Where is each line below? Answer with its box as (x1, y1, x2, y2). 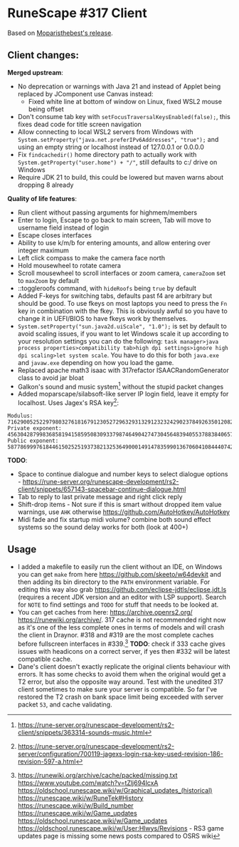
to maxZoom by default (17, 276, 80, 284)
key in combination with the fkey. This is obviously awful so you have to (17, 307, 228, 315)
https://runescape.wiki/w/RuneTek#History (17, 794, 144, 802)
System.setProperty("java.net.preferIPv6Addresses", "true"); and (17, 135, 219, 143)
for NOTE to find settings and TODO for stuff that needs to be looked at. (17, 600, 219, 609)
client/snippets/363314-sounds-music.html (17, 728, 145, 736)
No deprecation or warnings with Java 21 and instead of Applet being (17, 82, 221, 91)
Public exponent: (7, 437, 59, 445)
